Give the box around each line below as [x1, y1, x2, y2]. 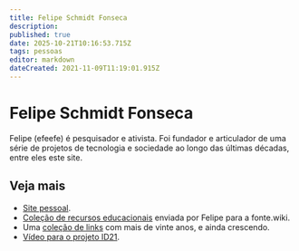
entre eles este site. [9, 151, 83, 163]
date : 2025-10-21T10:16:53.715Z [9, 38, 131, 48]
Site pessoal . [22, 202, 72, 213]
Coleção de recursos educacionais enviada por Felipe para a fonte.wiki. [22, 212, 291, 223]
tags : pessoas [9, 47, 63, 56]
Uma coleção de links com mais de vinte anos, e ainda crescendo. [22, 221, 270, 232]
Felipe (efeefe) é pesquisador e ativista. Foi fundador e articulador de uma [9, 132, 287, 143]
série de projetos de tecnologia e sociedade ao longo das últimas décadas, [9, 142, 290, 153]
